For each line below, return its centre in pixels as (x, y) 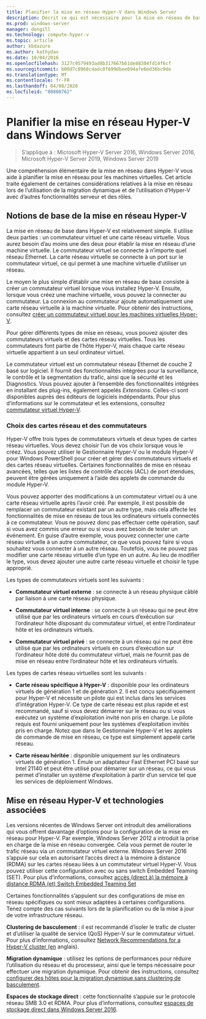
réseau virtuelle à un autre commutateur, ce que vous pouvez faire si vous (100, 542)
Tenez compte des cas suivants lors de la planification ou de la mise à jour (100, 909)
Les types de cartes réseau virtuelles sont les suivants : (77, 673)
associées (26, 810)
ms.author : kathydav (33, 52)
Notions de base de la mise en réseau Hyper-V (97, 216)
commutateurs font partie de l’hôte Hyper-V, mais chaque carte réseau (96, 345)
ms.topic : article (30, 40)
